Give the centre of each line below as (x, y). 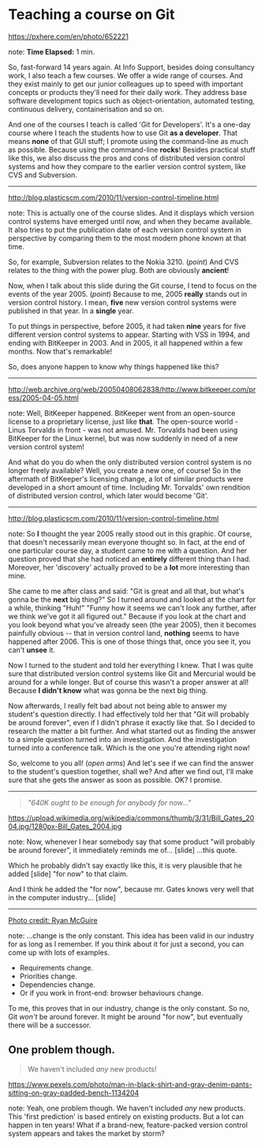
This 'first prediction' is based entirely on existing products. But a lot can (126, 1116)
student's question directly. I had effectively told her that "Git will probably (129, 714)
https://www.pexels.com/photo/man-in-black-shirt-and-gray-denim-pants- (130, 1084)
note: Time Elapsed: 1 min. (52, 51)
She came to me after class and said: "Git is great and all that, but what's (126, 591)
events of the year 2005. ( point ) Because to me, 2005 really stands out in (128, 293)
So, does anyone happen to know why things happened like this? (114, 366)
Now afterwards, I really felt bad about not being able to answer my (118, 705)
